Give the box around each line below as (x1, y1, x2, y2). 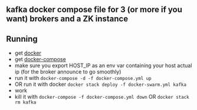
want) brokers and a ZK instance (6, 14, 129, 24)
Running (6, 34, 38, 44)
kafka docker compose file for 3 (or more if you (6, 5, 183, 15)
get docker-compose (14, 56, 66, 63)
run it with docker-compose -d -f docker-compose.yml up (14, 75, 152, 82)
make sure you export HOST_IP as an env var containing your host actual (14, 62, 192, 69)
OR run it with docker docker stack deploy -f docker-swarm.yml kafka (14, 81, 187, 88)
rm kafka (14, 99, 37, 105)
